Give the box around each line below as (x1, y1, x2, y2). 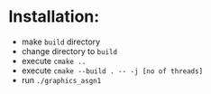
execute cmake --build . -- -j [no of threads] (21, 65, 204, 76)
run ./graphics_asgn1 (21, 74, 102, 85)
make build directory (21, 36, 101, 47)
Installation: (8, 6, 100, 27)
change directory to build (21, 45, 118, 56)
